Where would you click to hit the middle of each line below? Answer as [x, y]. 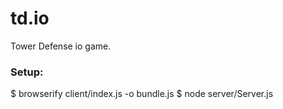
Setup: [27, 72]
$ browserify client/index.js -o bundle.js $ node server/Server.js [142, 94]
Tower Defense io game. [61, 46]
